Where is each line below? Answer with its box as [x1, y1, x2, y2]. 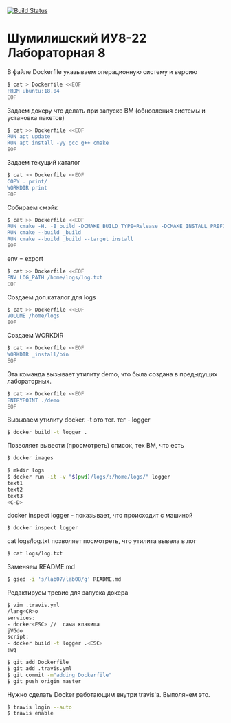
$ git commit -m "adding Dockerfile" [7, 672, 112, 678]
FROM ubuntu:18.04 [7, 87, 60, 94]
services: [7, 615, 36, 621]
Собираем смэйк [7, 203, 58, 211]
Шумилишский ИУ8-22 [7, 31, 147, 46]
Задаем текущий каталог [7, 159, 81, 167]
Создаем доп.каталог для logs [7, 292, 96, 301]
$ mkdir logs [7, 467, 45, 474]
